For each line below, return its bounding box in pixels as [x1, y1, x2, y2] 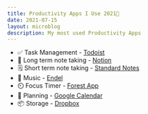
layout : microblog [7, 23, 60, 30]
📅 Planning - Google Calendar [17, 91, 103, 100]
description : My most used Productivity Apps [7, 29, 141, 37]
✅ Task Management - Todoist [17, 48, 106, 57]
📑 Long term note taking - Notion [17, 56, 112, 64]
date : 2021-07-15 [7, 17, 58, 23]
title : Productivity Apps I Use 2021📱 [7, 10, 120, 17]
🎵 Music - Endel [17, 74, 63, 82]
